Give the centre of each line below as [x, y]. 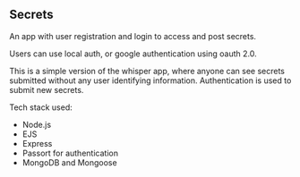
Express [37, 143]
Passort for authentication [70, 153]
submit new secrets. [47, 89]
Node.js [37, 124]
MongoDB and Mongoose [70, 162]
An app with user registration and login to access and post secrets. [133, 36]
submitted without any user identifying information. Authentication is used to [150, 80]
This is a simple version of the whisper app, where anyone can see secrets [147, 71]
